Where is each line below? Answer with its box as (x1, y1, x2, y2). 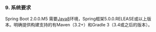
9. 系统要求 (5, 4, 31, 11)
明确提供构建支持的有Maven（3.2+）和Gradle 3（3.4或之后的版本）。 (13, 22, 153, 28)
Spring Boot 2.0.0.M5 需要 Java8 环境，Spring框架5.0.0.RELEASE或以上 (5, 16, 147, 22)
